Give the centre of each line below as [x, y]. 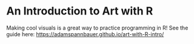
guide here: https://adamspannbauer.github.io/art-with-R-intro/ [85, 34]
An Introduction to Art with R [80, 11]
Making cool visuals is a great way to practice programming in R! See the [97, 28]
